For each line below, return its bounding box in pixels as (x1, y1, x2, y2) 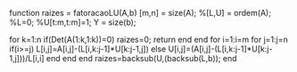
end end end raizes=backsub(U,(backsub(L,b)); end (45, 53, 238, 63)
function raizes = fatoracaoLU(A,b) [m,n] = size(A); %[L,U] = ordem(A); (9, 8, 272, 18)
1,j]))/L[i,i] (9, 53, 45, 63)
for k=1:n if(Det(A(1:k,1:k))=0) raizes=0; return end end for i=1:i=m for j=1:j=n (9, 35, 288, 44)
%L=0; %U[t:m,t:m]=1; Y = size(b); (9, 17, 136, 28)
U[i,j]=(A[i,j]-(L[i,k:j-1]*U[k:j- (168, 44, 273, 54)
